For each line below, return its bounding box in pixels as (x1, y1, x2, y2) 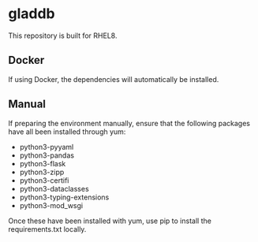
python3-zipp (19, 167, 65, 177)
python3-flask (19, 158, 66, 168)
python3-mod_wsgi (19, 200, 84, 210)
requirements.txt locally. (8, 224, 87, 233)
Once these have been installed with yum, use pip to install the (8, 216, 211, 225)
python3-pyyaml (19, 142, 74, 151)
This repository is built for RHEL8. (8, 31, 118, 40)
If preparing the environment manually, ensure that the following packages (8, 118, 251, 128)
